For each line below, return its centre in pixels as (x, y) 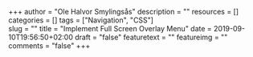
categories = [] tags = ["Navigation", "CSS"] (81, 20)
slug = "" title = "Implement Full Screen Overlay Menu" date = (110, 28)
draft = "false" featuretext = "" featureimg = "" (151, 37)
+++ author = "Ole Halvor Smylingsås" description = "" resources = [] (124, 12)
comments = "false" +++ (49, 46)
